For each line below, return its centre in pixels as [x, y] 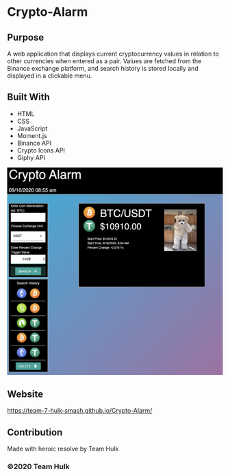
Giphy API [31, 157]
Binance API [34, 143]
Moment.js [32, 135]
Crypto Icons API [41, 150]
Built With [28, 97]
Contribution [35, 432]
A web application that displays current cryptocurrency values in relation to [113, 54]
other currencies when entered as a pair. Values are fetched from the [104, 61]
